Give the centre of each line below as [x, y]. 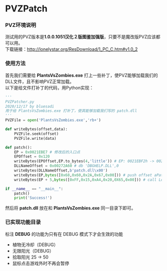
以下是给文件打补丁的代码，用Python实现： [49, 88]
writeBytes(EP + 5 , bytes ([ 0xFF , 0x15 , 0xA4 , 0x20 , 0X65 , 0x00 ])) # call [85, 180]
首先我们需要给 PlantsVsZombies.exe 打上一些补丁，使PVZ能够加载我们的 [82, 75]
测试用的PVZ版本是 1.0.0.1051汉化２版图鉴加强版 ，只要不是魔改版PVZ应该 [81, 37]
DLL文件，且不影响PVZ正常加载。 [40, 81]
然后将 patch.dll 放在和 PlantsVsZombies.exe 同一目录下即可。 [70, 208]
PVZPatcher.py [20, 102]
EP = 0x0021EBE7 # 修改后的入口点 [47, 152]
